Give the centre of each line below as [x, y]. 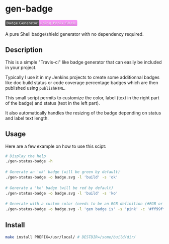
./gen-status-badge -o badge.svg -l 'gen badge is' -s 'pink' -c [75, 209]
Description [24, 50]
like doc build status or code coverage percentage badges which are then [82, 82]
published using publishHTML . [35, 88]
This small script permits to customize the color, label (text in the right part [82, 98]
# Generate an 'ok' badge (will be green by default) [63, 172]
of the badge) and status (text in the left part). [53, 103]
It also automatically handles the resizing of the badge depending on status [83, 113]
